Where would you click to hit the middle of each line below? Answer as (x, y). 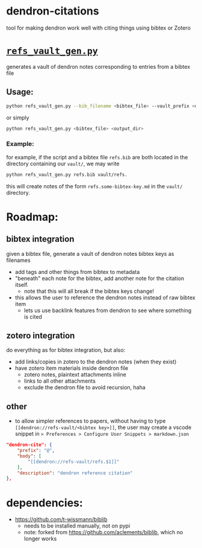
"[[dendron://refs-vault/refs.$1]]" (74, 462)
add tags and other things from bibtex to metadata (77, 272)
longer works (40, 539)
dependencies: (44, 503)
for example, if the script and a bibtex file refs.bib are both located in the (97, 157)
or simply (18, 117)
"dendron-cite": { (29, 445)
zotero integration (41, 336)
